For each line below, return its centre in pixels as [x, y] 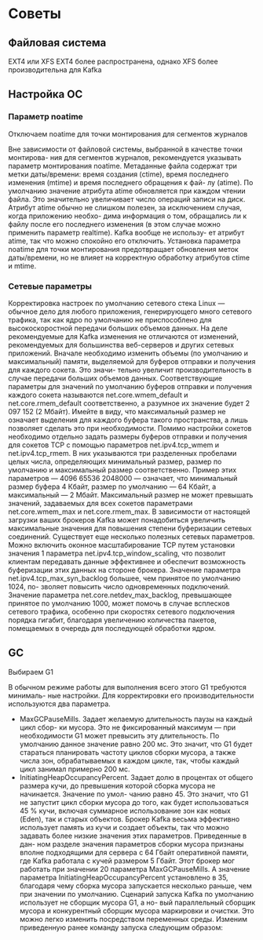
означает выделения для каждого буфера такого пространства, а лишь [128, 420]
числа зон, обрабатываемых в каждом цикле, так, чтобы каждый [129, 760]
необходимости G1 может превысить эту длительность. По [119, 735]
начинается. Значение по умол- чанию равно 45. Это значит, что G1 [134, 794]
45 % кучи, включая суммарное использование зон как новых [125, 811]
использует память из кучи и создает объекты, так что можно [124, 827]
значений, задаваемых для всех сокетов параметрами [100, 503]
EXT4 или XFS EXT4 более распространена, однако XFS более [113, 61]
